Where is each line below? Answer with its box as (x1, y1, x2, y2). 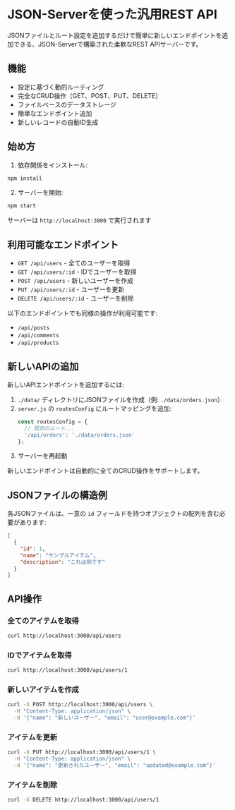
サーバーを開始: (17, 188, 64, 197)
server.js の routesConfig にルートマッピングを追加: (17, 404, 171, 413)
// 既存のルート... (24, 425, 76, 432)
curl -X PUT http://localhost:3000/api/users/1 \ (7, 749, 157, 756)
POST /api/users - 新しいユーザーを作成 (17, 277, 134, 285)
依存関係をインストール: (17, 160, 88, 169)
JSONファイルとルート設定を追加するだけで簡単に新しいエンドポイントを (7, 31, 222, 40)
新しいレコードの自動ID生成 (17, 118, 99, 126)
